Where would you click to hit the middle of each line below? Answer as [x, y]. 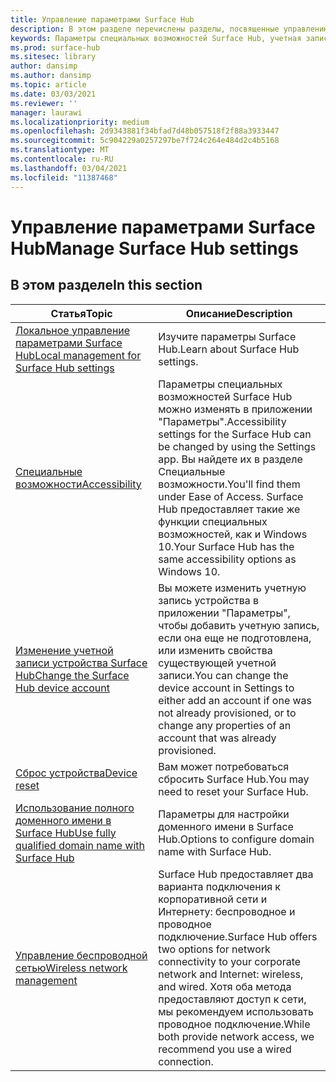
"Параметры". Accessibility [222, 421]
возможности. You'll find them [229, 484]
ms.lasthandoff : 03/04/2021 [69, 168]
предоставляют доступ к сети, [232, 999]
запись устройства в [209, 600]
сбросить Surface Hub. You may [234, 779]
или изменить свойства [215, 650]
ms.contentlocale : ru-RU [62, 159]
